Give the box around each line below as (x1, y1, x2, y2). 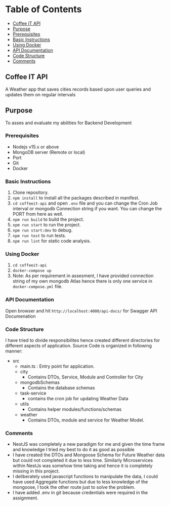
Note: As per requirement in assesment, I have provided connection (12, 273, 154, 279)
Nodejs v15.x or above (12, 143, 59, 150)
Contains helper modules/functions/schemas (27, 406, 122, 412)
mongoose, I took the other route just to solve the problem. (12, 484, 136, 490)
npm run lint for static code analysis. (12, 238, 91, 244)
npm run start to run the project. (12, 222, 81, 228)
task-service (20, 390, 47, 396)
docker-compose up (12, 268, 52, 274)
